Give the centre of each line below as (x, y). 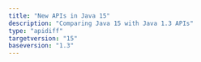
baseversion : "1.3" (41, 46)
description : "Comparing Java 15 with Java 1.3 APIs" (101, 23)
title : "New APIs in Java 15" (60, 16)
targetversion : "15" (43, 38)
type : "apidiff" (36, 31)
